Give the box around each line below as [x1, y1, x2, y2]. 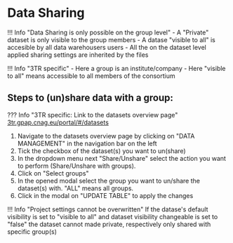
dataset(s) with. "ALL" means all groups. [17, 184, 134, 192]
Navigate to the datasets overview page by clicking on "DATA [17, 131, 195, 140]
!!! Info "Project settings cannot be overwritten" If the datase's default [7, 205, 208, 214]
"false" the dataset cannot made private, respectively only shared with [7, 220, 211, 228]
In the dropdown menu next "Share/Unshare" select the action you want [17, 154, 227, 162]
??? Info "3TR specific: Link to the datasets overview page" [7, 110, 178, 119]
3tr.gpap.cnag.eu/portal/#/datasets [7, 118, 109, 126]
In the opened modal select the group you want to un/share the [17, 176, 200, 185]
